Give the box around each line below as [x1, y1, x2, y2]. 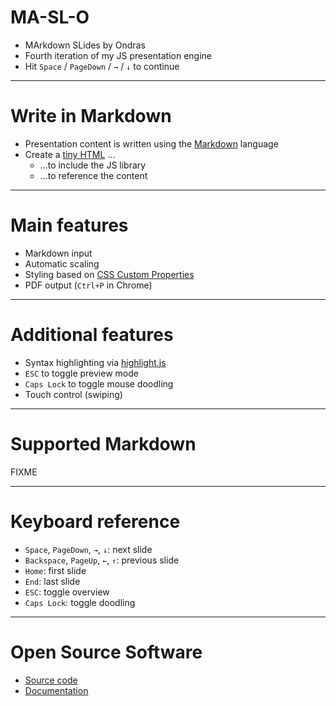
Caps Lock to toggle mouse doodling [24, 377, 174, 390]
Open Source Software [10, 641, 203, 663]
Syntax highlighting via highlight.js [24, 356, 167, 368]
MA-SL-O [10, 6, 90, 29]
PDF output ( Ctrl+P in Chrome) [24, 279, 153, 291]
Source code [24, 674, 78, 686]
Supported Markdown [10, 432, 197, 455]
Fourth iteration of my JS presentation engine [24, 49, 212, 61]
